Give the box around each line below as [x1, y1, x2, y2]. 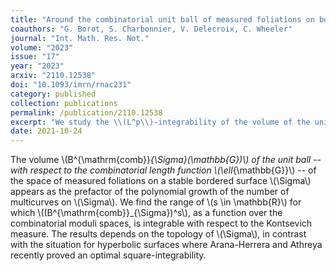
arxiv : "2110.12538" [10, 71, 97, 81]
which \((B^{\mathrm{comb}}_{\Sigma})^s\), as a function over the [10, 207, 283, 219]
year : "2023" [10, 61, 65, 71]
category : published [10, 89, 97, 99]
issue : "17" [10, 52, 60, 62]
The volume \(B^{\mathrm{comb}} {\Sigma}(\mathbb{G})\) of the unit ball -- [10, 154, 322, 166]
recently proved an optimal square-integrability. [10, 249, 207, 261]
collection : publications [10, 98, 118, 108]
